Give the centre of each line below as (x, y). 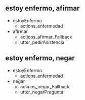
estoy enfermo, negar (40, 58)
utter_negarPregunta (42, 92)
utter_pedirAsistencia (42, 42)
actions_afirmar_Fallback (46, 37)
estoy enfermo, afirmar (42, 8)
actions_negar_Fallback (45, 86)
